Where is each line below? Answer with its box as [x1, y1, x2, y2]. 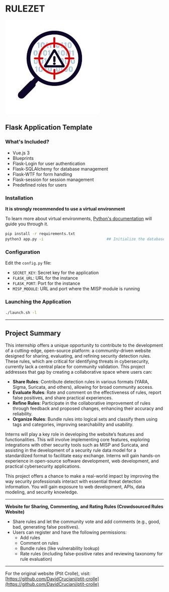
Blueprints [12, 155, 34, 161]
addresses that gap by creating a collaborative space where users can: [5, 369, 152, 375]
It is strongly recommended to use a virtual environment [5, 206, 125, 212]
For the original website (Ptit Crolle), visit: [5, 570, 91, 576]
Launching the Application [5, 298, 71, 305]
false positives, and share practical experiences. [12, 394, 113, 400]
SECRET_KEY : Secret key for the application [12, 270, 99, 276]
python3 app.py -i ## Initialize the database [5, 236, 165, 241]
